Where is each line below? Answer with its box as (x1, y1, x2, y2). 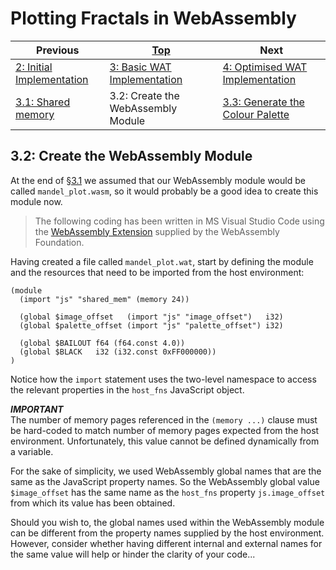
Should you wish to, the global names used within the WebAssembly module (10, 516, 325, 528)
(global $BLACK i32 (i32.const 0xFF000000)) (19, 347, 217, 357)
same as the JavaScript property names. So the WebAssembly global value (10, 475, 320, 487)
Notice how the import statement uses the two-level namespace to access (10, 373, 317, 385)
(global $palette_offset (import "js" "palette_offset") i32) (19, 320, 284, 331)
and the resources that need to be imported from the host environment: (10, 266, 305, 278)
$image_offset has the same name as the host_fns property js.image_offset (10, 486, 326, 498)
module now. (10, 195, 63, 207)
